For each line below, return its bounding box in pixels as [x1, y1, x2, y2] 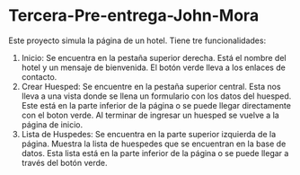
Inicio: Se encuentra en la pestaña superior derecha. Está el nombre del [21, 52, 287, 63]
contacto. [21, 71, 57, 82]
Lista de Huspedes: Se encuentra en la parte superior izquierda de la [21, 128, 277, 139]
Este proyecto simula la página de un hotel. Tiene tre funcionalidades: [8, 35, 267, 46]
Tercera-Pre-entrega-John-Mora [8, 5, 260, 26]
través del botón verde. [21, 157, 109, 168]
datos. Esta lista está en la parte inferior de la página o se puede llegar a [21, 147, 289, 158]
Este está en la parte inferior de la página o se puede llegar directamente [21, 100, 291, 110]
